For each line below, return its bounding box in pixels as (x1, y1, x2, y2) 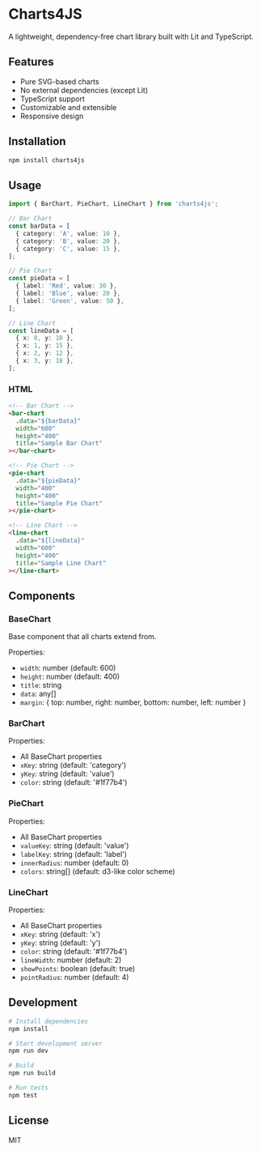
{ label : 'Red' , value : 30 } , (15, 282, 117, 290)
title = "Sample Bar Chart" (15, 439, 103, 448)
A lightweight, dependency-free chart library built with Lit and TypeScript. (8, 32, 255, 41)
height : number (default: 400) (19, 671, 120, 681)
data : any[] (19, 689, 57, 699)
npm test (8, 1091, 38, 1099)
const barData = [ (8, 222, 70, 230)
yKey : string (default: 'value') (19, 769, 115, 778)
